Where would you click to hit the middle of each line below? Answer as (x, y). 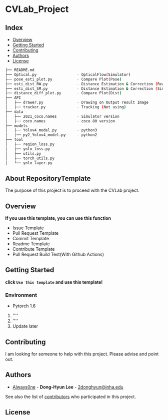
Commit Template (30, 238)
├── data (14, 112)
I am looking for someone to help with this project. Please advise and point (82, 354)
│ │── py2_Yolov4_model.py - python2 (51, 135)
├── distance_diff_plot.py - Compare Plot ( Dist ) (63, 93)
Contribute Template (33, 249)
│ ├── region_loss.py (30, 144)
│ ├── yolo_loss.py (28, 149)
